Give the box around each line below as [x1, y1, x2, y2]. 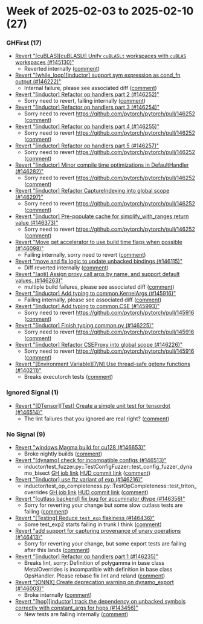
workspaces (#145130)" [14, 59, 74, 66]
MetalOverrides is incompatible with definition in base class [24, 566, 173, 573]
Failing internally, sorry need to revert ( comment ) [24, 251, 146, 259]
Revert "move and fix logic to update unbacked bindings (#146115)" [14, 258, 183, 265]
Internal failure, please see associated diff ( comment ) [24, 85, 157, 92]
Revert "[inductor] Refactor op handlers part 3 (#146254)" [14, 104, 160, 111]
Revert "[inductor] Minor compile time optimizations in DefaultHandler [14, 161, 189, 169]
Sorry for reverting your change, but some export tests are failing [24, 540, 187, 547]
